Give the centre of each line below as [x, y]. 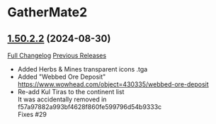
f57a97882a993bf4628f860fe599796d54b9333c [90, 107]
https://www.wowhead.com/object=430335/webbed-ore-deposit [113, 84]
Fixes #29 [32, 114]
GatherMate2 [47, 12]
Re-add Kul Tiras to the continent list [71, 92]
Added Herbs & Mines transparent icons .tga [83, 69]
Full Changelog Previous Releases [57, 55]
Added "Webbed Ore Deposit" [62, 77]
